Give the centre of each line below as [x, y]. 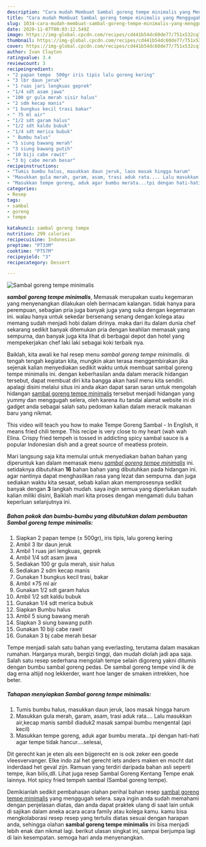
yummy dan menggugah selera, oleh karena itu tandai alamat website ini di [101, 400]
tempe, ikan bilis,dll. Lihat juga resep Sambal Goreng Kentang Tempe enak [101, 773]
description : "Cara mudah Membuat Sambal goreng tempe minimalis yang [99, 12]
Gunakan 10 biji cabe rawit [49, 629]
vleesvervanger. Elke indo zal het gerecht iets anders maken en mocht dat [100, 761]
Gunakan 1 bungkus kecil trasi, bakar [62, 577]
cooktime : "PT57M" [30, 251]
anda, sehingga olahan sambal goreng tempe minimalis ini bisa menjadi [98, 824]
